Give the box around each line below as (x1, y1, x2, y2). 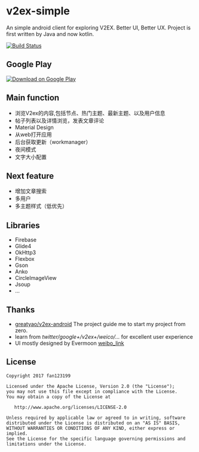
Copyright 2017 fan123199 (6, 373, 71, 379)
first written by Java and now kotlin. (6, 30, 94, 37)
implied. (6, 430, 28, 436)
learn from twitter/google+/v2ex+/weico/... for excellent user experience (14, 333, 193, 340)
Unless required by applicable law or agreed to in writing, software (6, 415, 186, 421)
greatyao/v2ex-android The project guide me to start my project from (14, 321, 186, 327)
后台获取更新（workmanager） (14, 138, 91, 145)
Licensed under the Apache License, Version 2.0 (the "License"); (6, 383, 175, 389)
